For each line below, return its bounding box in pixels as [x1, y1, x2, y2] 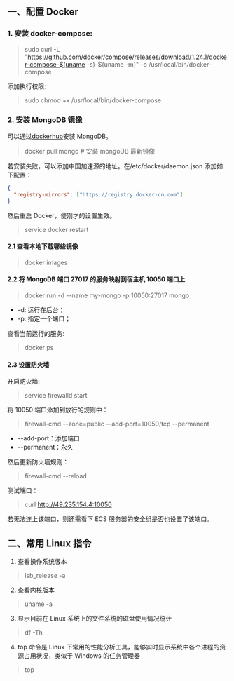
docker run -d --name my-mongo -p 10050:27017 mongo [24, 291, 190, 299]
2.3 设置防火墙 [7, 360, 50, 369]
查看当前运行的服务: [7, 330, 65, 338]
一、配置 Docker [7, 6, 79, 18]
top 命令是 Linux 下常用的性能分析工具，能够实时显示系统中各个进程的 [17, 643, 220, 652]
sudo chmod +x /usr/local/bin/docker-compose [24, 96, 162, 104]
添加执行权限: [7, 82, 47, 90]
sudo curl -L [24, 45, 60, 53]
